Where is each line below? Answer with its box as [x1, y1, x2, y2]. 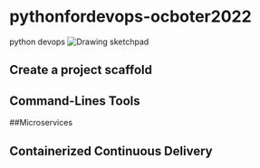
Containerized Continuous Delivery [9, 143, 213, 159]
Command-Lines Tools [9, 93, 140, 108]
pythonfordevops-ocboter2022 [9, 6, 252, 27]
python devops [9, 36, 66, 47]
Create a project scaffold [9, 62, 152, 78]
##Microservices [9, 117, 73, 128]
